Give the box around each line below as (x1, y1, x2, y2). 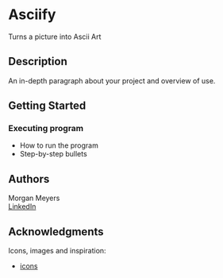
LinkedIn (8, 202, 37, 211)
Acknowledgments (8, 225, 105, 238)
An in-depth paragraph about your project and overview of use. (8, 75, 216, 85)
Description (8, 55, 67, 68)
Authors (8, 172, 50, 186)
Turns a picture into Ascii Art (8, 32, 102, 41)
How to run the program (19, 141, 99, 150)
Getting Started (8, 99, 87, 113)
